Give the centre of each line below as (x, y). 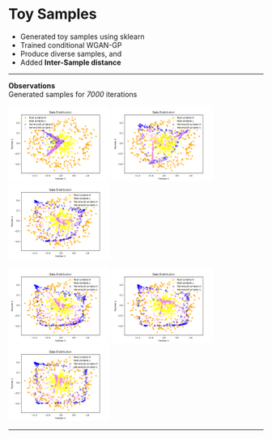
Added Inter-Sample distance (70, 62)
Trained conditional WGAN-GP (71, 45)
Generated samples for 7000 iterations (73, 94)
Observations (32, 85)
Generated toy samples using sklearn (82, 36)
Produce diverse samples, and (71, 53)
